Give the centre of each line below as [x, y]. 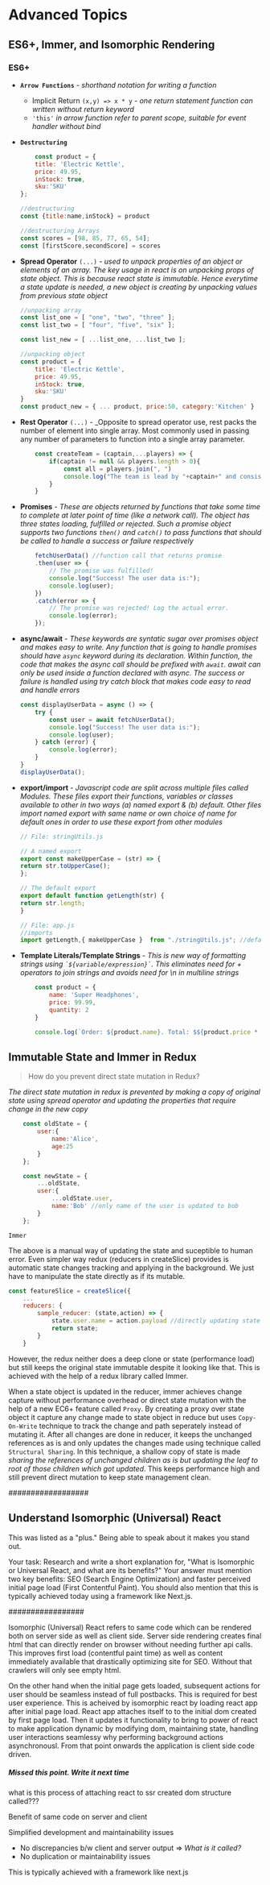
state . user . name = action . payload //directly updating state [156, 1321]
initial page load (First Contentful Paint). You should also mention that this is [133, 1587]
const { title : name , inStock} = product [85, 216]
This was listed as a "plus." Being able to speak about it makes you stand [129, 1538]
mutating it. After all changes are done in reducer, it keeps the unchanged [130, 1434]
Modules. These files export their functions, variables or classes [127, 796]
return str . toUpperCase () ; [65, 866]
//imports [37, 932]
